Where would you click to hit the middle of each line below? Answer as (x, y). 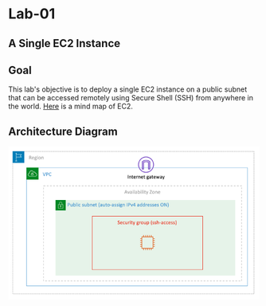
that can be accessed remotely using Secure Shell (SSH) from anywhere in (131, 98)
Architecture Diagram (63, 131)
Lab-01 (32, 14)
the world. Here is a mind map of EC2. (71, 106)
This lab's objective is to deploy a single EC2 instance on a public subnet (128, 89)
